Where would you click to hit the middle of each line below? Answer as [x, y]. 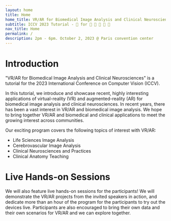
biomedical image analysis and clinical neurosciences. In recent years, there [85, 104]
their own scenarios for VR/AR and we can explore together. [68, 213]
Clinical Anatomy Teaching [40, 156]
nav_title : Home [22, 29]
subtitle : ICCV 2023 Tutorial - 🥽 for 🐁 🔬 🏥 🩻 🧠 [58, 24]
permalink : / [19, 34]
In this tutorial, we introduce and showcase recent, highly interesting [77, 93]
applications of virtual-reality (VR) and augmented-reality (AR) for [74, 99]
